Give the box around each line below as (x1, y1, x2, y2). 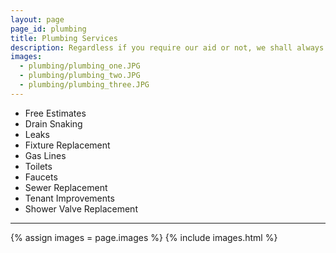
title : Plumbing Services (10, 33, 118, 43)
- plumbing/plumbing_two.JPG (19, 71, 141, 81)
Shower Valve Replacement (24, 202, 138, 215)
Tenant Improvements (24, 192, 115, 204)
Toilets (24, 160, 53, 172)
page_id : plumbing (10, 24, 87, 34)
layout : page (10, 14, 65, 25)
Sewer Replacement (24, 181, 108, 193)
